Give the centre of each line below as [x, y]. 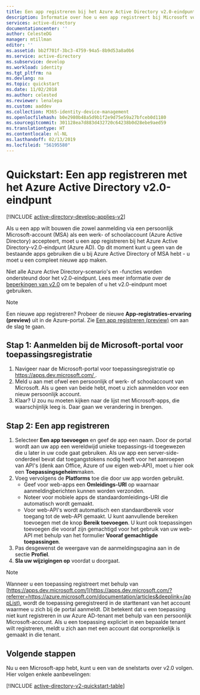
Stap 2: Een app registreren [58, 426]
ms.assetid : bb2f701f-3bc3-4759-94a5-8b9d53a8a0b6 [70, 51]
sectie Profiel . [32, 555]
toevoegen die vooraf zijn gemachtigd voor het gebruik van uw [101, 529]
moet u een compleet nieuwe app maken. [57, 260]
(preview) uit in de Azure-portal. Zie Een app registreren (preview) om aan [98, 320]
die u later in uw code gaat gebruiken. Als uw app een [81, 453]
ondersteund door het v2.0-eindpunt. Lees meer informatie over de [89, 278]
